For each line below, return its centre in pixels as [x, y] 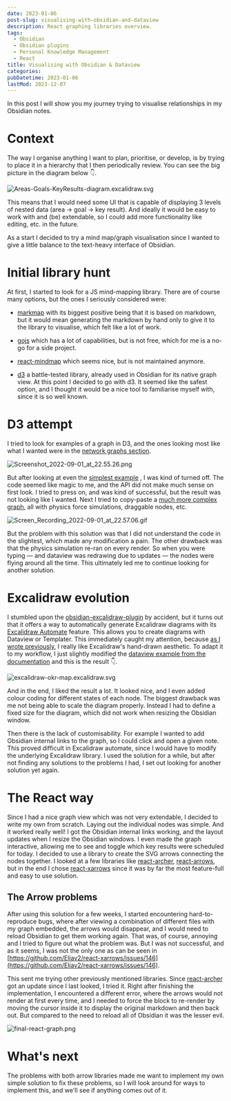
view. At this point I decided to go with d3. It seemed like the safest [112, 382]
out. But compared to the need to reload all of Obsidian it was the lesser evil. [116, 1015]
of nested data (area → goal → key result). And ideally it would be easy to [111, 210]
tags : [15, 33]
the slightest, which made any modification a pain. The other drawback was [115, 541]
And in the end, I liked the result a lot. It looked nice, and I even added [106, 691]
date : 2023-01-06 [32, 13]
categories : [24, 71]
